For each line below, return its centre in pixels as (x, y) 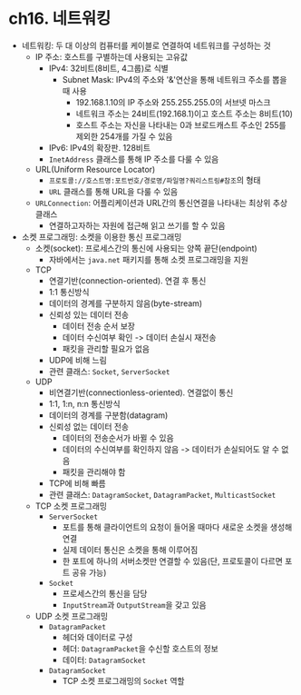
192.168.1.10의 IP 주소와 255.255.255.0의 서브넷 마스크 (173, 102)
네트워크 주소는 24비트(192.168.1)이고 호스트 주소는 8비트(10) (184, 114)
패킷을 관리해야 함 (94, 472)
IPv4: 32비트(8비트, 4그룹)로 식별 (108, 68)
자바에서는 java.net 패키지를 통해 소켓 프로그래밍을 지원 (148, 259)
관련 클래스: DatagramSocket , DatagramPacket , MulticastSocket (162, 494)
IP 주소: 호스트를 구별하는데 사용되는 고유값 (111, 56)
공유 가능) (89, 572)
